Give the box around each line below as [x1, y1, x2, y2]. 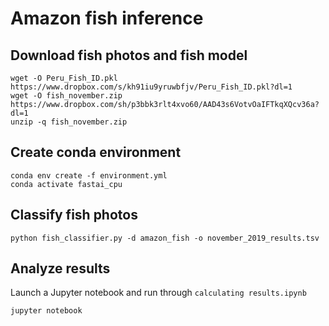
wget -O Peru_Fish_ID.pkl [10, 73, 118, 83]
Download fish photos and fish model [10, 47, 248, 64]
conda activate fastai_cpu [10, 179, 123, 189]
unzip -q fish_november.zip [10, 117, 128, 127]
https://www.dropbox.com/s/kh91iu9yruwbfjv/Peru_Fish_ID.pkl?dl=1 [10, 82, 293, 92]
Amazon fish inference [10, 7, 204, 30]
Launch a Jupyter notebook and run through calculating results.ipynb [10, 287, 307, 299]
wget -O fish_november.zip [10, 91, 123, 101]
